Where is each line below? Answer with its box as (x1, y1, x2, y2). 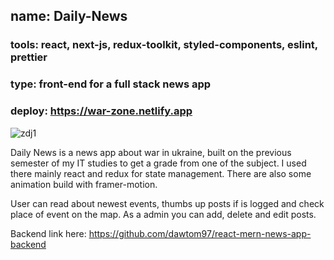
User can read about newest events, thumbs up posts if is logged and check (10, 197, 325, 209)
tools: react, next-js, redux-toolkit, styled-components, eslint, (10, 38, 318, 52)
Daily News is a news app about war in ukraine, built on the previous (10, 146, 292, 158)
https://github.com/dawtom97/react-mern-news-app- (88, 227, 312, 239)
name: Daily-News (10, 8, 128, 25)
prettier (10, 50, 48, 64)
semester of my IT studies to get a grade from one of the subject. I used (10, 157, 307, 169)
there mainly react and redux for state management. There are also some (10, 167, 312, 179)
